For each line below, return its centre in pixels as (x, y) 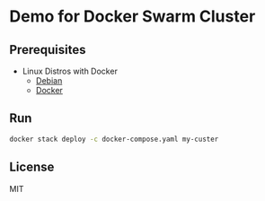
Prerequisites (48, 50)
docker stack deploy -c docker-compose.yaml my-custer (114, 139)
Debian (49, 81)
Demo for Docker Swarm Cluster (132, 17)
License (32, 167)
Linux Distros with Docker (70, 71)
